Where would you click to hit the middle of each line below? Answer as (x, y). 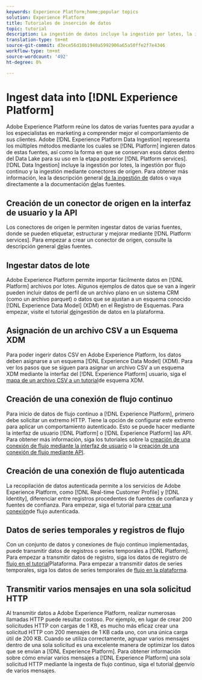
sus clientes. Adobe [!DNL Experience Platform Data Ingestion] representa (98, 140)
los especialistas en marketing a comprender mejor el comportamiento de (98, 133)
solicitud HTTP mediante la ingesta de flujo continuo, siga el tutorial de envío (100, 664)
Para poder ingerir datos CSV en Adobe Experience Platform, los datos (94, 354)
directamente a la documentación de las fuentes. (66, 184)
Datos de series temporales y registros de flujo (96, 530)
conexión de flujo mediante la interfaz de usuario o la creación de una (93, 446)
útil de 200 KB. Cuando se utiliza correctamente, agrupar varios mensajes (98, 638)
